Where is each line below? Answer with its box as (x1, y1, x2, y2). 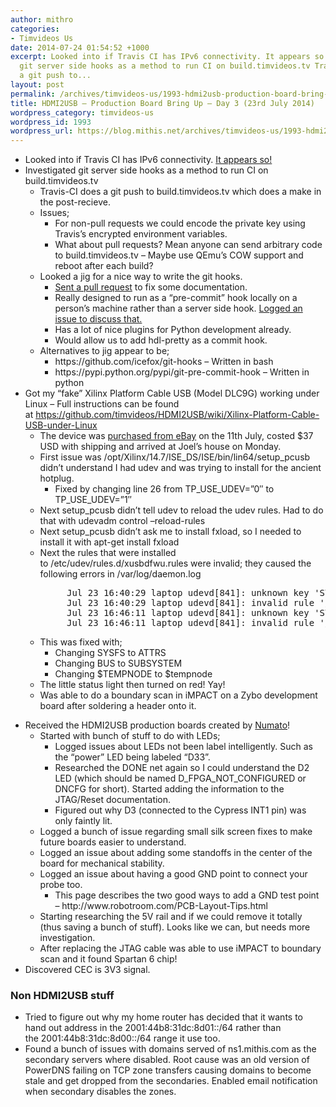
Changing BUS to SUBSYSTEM (54, 657, 183, 670)
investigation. (39, 932, 96, 944)
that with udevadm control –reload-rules (39, 515, 206, 527)
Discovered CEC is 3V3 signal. (24, 964, 151, 976)
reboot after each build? (54, 260, 154, 272)
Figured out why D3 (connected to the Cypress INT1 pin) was (54, 804, 307, 816)
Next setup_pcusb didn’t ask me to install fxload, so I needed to (39, 526, 302, 538)
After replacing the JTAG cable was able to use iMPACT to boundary (39, 942, 322, 955)
